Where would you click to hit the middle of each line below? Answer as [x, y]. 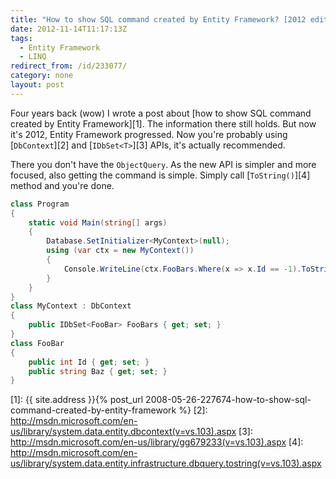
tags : [21, 38]
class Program [40, 204]
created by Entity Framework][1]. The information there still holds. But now [163, 123]
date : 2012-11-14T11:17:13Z [69, 29]
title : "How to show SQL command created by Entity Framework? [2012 [158, 19]
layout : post [37, 85]
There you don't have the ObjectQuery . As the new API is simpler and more [163, 164]
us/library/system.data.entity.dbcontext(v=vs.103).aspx [123, 432]
